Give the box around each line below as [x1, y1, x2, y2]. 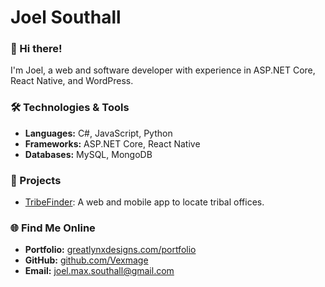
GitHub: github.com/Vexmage [24, 254, 149, 266]
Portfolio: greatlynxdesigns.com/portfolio [24, 244, 197, 256]
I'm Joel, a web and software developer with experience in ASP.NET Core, [10, 64, 316, 76]
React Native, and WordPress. [10, 75, 134, 87]
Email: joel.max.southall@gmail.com [24, 265, 175, 277]
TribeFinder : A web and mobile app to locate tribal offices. [24, 196, 265, 208]
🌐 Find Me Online [10, 221, 96, 235]
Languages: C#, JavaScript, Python [24, 127, 173, 139]
